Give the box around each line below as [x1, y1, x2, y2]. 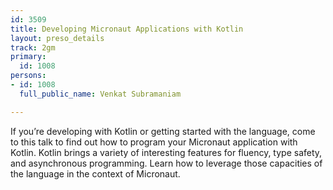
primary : [10, 52, 47, 62]
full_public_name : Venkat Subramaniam [19, 89, 182, 99]
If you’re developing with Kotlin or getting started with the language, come [10, 125, 316, 137]
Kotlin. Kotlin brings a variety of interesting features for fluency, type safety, [10, 146, 323, 158]
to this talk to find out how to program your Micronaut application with [10, 136, 298, 148]
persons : [10, 71, 47, 81]
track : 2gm [10, 42, 56, 53]
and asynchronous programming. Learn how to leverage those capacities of [10, 157, 323, 169]
